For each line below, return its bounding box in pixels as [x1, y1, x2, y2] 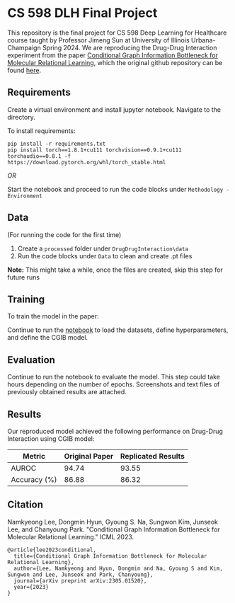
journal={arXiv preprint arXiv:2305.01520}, [13, 577, 147, 585]
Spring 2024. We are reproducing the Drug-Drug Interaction [42, 43, 217, 52]
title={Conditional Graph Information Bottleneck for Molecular [13, 552, 207, 560]
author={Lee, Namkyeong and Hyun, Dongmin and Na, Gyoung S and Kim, [13, 565, 223, 572]
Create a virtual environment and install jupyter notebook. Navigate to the [7, 105, 222, 114]
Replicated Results [120, 452, 185, 461]
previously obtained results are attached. [7, 388, 127, 396]
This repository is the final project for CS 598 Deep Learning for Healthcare [7, 28, 227, 37]
